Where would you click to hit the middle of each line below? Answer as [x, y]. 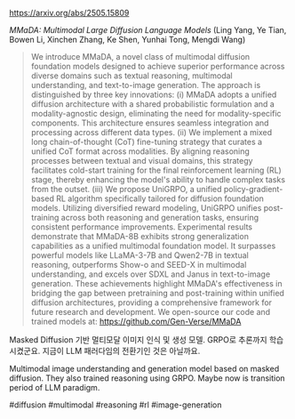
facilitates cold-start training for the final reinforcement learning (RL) [156, 170]
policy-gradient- [253, 189]
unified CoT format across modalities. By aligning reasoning [140, 151]
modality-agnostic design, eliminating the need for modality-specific [156, 113]
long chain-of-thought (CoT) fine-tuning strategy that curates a [147, 142]
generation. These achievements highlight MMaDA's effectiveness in [156, 283]
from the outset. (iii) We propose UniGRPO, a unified [126, 189]
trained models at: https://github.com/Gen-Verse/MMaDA [136, 321]
